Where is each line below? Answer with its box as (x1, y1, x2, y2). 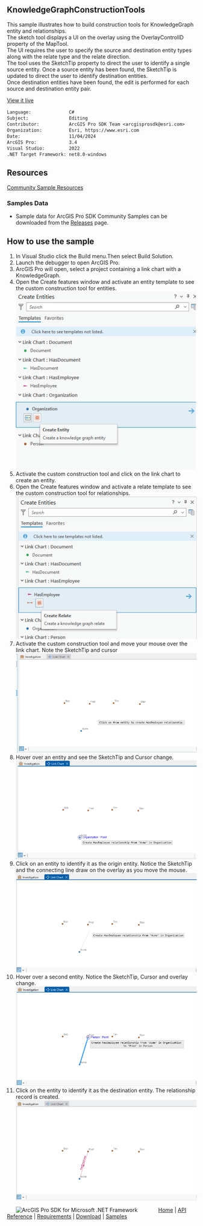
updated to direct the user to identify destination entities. (7, 72, 148, 79)
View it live (7, 97, 34, 104)
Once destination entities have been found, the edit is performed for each (7, 78, 189, 86)
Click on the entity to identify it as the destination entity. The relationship (15, 1087, 196, 1094)
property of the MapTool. (7, 40, 69, 47)
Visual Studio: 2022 (7, 145, 80, 152)
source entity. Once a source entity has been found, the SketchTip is (7, 66, 177, 73)
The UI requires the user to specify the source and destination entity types (7, 46, 192, 54)
